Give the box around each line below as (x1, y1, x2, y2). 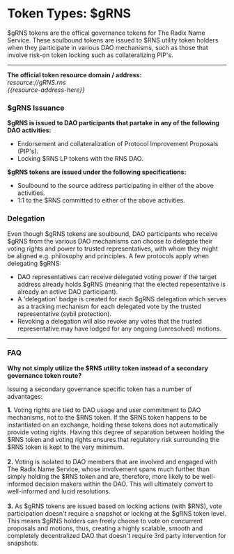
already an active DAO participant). (17, 287, 118, 296)
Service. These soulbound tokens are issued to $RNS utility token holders (7, 35, 219, 44)
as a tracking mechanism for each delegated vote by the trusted (17, 302, 202, 310)
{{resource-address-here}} (7, 86, 85, 94)
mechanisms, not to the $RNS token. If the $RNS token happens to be (7, 413, 208, 421)
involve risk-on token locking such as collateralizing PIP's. (7, 51, 173, 59)
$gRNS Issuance (7, 103, 65, 113)
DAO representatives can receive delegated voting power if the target (17, 272, 217, 280)
